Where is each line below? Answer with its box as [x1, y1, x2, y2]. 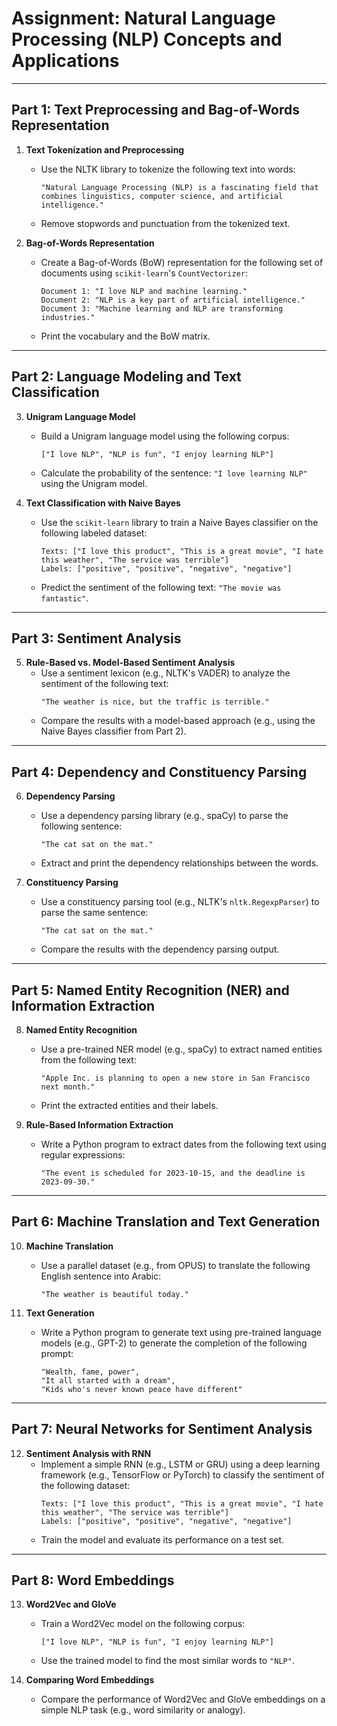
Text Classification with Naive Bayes [25, 497, 181, 509]
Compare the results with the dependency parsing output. [40, 943, 280, 956]
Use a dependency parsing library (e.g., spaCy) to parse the [40, 810, 289, 822]
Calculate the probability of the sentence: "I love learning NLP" [40, 467, 308, 479]
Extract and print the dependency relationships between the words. [40, 857, 319, 869]
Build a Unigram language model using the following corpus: [40, 430, 290, 442]
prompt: [40, 1347, 74, 1359]
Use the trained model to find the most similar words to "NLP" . [40, 1655, 295, 1667]
